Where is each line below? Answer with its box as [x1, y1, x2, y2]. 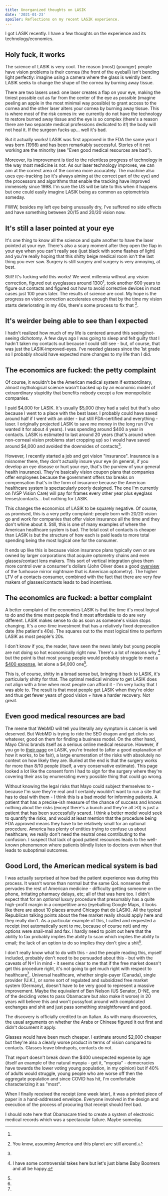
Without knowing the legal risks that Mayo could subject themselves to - [5, 783, 154, 789]
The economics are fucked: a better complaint [5, 593, 152, 602]
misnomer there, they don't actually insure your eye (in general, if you [5, 458, 148, 464]
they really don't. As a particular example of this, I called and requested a [5, 918, 156, 924]
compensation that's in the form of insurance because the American [5, 479, 146, 485]
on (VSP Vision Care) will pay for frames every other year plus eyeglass [5, 490, 152, 496]
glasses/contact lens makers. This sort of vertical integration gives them [5, 558, 154, 564]
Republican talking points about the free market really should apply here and [5, 912, 162, 918]
